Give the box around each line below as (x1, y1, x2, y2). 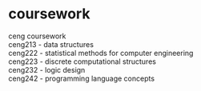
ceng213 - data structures (8, 39, 94, 49)
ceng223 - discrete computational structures (8, 57, 156, 66)
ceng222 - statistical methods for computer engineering (8, 48, 194, 57)
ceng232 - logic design (8, 65, 86, 74)
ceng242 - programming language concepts (8, 73, 155, 83)
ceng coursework (8, 31, 66, 41)
